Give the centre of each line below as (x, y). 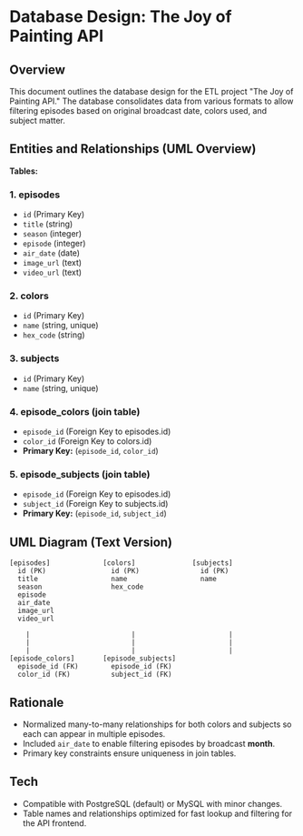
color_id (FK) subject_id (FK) (95, 675)
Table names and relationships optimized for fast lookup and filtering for (157, 813)
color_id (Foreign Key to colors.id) (87, 441)
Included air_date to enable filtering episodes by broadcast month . (149, 743)
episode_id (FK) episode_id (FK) (95, 667)
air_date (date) (51, 253)
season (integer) (52, 234)
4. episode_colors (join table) (75, 411)
